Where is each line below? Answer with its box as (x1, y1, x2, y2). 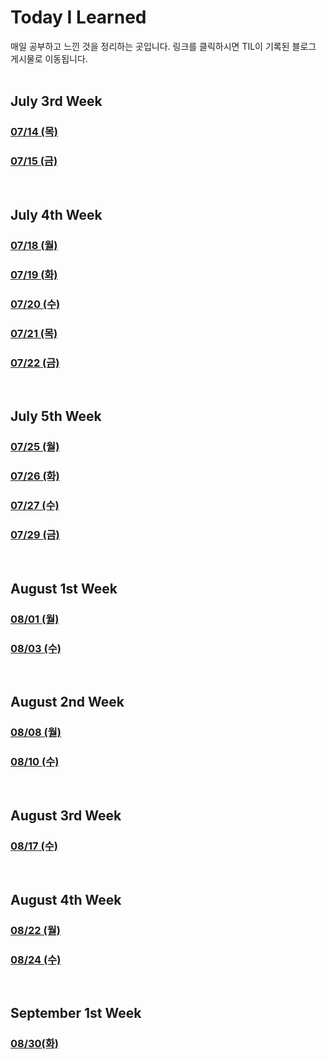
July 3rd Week (10, 93, 103, 110)
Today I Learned (10, 6, 147, 29)
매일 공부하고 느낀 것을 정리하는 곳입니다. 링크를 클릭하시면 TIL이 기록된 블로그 (10, 40, 317, 52)
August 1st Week (10, 580, 118, 597)
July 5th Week (10, 408, 102, 425)
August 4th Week (10, 891, 122, 908)
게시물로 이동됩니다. (10, 52, 88, 65)
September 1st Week (10, 1005, 142, 1022)
